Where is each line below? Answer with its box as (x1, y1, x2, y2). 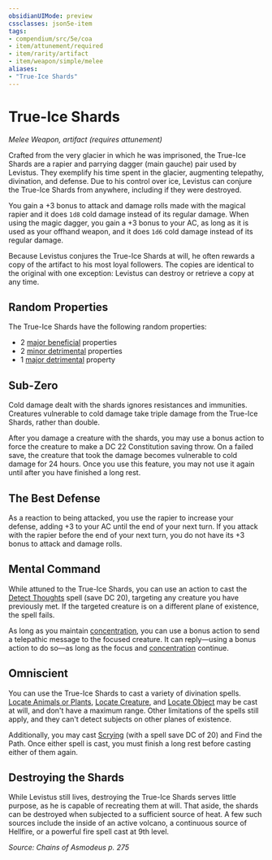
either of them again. (8, 747, 79, 757)
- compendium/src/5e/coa (8, 34, 93, 43)
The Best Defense (8, 491, 101, 505)
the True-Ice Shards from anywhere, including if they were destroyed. (8, 185, 242, 194)
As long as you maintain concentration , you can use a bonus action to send (8, 626, 260, 635)
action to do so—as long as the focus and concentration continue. (8, 643, 230, 653)
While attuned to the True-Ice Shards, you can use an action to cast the (8, 583, 248, 594)
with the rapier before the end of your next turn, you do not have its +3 (8, 530, 245, 539)
